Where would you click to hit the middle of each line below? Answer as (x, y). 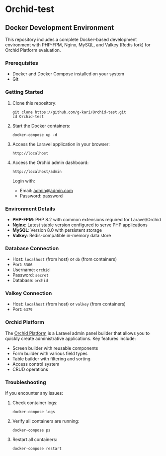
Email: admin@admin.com (46, 190)
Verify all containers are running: (46, 421)
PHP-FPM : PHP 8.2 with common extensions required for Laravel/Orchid (87, 219)
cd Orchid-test (28, 116)
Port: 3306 (22, 265)
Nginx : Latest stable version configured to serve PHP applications (80, 225)
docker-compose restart (37, 449)
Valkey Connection (29, 294)
